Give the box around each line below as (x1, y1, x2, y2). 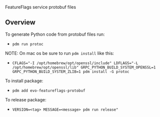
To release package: (5, 96, 47, 102)
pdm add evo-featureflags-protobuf (12, 88, 86, 93)
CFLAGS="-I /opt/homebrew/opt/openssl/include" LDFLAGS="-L (12, 61, 138, 66)
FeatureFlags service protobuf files (5, 4, 76, 10)
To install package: (5, 78, 43, 84)
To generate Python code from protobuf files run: (5, 31, 105, 37)
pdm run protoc (12, 42, 44, 47)
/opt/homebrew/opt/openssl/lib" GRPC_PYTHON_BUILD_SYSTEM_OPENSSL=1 (12, 65, 156, 70)
